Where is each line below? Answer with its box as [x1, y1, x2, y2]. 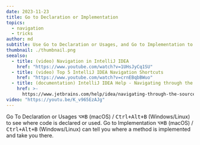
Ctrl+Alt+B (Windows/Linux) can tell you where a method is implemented [6, 125, 191, 133]
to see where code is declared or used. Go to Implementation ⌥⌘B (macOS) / [6, 119, 193, 126]
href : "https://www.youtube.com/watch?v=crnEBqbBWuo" [17, 75, 153, 80]
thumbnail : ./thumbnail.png [6, 47, 76, 53]
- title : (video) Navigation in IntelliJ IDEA [11, 58, 129, 64]
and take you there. [6, 131, 54, 139]
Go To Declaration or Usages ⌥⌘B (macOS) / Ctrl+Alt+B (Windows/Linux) [6, 113, 190, 120]
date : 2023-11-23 [6, 8, 49, 15]
